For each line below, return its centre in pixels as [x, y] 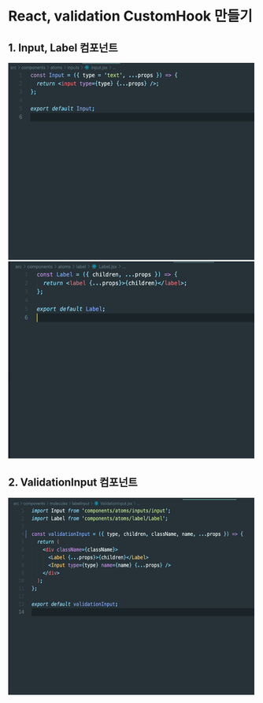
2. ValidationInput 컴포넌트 [73, 483]
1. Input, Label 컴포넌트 [63, 48]
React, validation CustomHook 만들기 [130, 16]
